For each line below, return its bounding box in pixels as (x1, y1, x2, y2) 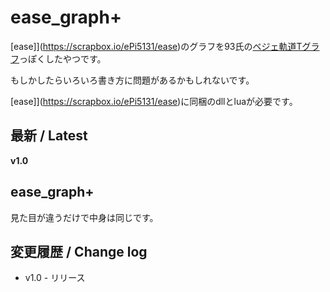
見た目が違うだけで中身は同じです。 (10, 211, 159, 223)
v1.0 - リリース (24, 272, 86, 284)
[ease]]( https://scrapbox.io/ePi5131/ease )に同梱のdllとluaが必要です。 (10, 95, 298, 107)
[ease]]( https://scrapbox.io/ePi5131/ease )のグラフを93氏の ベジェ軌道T (10, 40, 303, 52)
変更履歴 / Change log (10, 243, 148, 260)
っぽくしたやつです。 (19, 52, 107, 65)
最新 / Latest (10, 127, 88, 145)
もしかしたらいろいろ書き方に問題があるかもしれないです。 (10, 74, 255, 86)
